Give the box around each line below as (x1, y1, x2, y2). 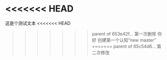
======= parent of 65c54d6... (92, 43, 156, 49)
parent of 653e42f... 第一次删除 (92, 30, 157, 36)
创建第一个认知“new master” (97, 37, 157, 43)
